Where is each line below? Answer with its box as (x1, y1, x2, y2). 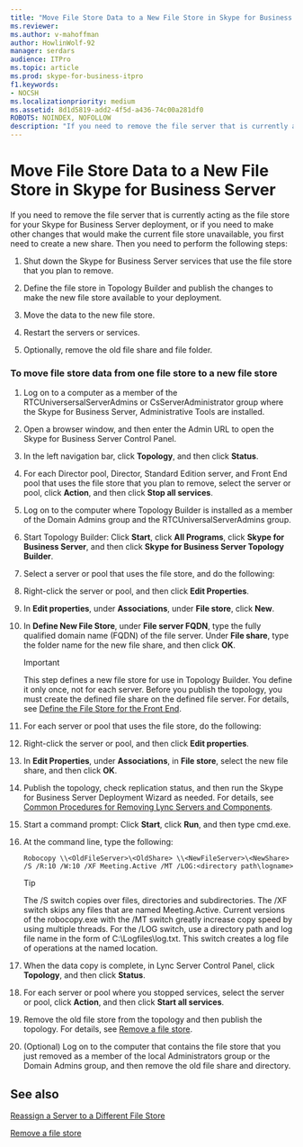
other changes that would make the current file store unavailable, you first (10, 229, 284, 239)
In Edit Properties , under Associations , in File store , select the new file (22, 756, 289, 766)
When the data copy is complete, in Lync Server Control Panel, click (22, 960, 275, 972)
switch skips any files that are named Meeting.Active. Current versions (22, 905, 286, 916)
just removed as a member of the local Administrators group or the (22, 1051, 271, 1062)
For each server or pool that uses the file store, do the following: (22, 721, 262, 731)
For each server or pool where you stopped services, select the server (22, 987, 285, 999)
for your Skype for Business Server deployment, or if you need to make (10, 219, 274, 229)
